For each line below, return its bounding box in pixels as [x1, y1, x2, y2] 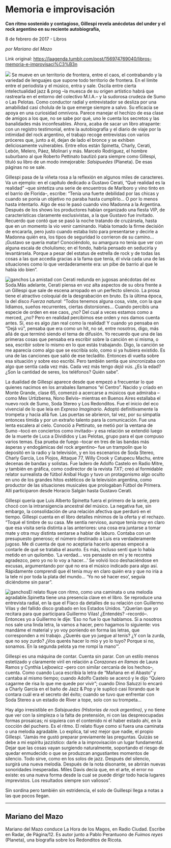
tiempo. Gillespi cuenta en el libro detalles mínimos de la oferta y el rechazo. [5, 513, 165, 520]
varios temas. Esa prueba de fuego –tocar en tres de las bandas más [5, 439, 149, 445]
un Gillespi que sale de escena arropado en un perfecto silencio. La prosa [5, 287, 160, 293]
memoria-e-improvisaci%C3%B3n [5, 61, 78, 67]
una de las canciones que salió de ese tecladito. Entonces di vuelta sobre [5, 352, 159, 359]
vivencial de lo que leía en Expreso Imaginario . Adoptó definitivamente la [5, 406, 158, 412]
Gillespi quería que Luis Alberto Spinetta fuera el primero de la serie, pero [5, 497, 159, 504]
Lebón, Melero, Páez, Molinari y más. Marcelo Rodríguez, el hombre [5, 147, 148, 154]
